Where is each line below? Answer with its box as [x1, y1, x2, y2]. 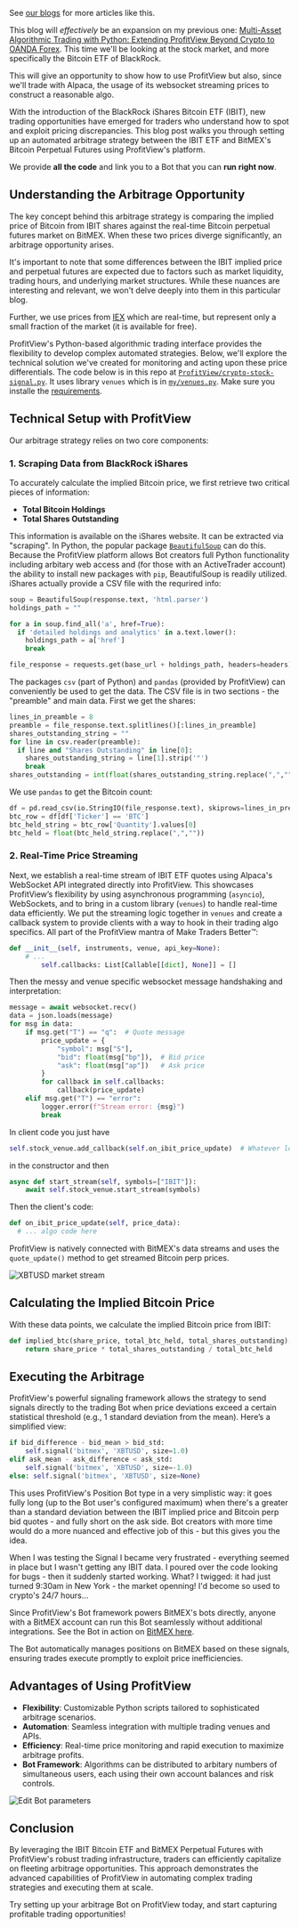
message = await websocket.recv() [9, 1003, 138, 1012]
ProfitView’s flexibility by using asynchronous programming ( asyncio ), [9, 889, 265, 899]
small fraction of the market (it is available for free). [9, 320, 198, 332]
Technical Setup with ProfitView [9, 411, 191, 426]
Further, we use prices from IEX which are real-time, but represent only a [9, 311, 277, 322]
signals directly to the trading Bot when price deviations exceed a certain [9, 1402, 278, 1413]
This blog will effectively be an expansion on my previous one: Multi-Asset [9, 25, 282, 35]
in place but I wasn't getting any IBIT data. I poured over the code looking [9, 1561, 279, 1572]
